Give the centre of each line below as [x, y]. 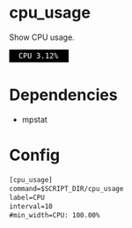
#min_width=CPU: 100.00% [55, 215]
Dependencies [63, 95]
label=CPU [27, 197]
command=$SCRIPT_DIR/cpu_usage [66, 188]
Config [34, 155]
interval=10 [31, 206]
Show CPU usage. [42, 37]
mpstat [35, 119]
